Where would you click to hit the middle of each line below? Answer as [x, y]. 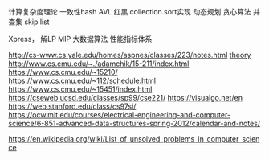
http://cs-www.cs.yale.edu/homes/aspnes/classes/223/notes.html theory [130, 55]
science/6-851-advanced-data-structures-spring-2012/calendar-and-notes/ [134, 123]
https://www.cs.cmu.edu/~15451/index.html [80, 89]
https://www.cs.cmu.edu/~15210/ [63, 72]
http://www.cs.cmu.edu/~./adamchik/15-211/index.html [99, 64]
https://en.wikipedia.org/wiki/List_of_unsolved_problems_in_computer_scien [134, 139]
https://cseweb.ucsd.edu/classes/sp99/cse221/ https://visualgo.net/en [126, 98]
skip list [37, 22]
